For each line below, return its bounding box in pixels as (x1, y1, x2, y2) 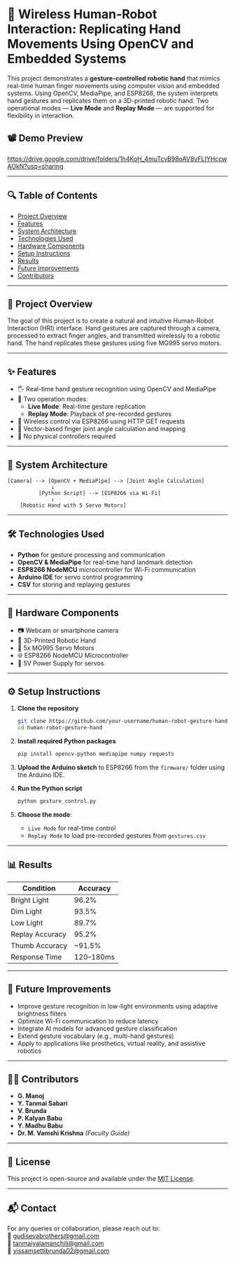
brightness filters (17, 1009, 67, 1018)
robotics (17, 1046, 42, 1055)
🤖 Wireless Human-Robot (7, 6, 157, 22)
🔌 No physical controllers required (17, 432, 116, 440)
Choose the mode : (17, 810, 72, 818)
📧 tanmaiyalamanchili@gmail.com (7, 1239, 104, 1247)
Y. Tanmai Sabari (17, 1099, 68, 1108)
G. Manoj (17, 1092, 45, 1100)
